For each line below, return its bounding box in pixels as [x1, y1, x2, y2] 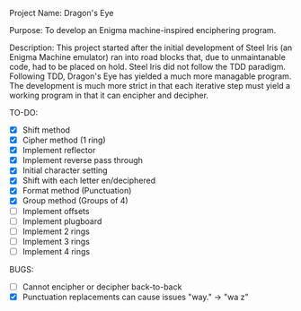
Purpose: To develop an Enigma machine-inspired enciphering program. [9, 25, 277, 35]
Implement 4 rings [22, 246, 91, 256]
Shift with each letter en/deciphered [22, 175, 156, 186]
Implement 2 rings [22, 226, 90, 237]
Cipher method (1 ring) [22, 134, 106, 146]
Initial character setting [22, 165, 108, 176]
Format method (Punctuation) [22, 186, 132, 196]
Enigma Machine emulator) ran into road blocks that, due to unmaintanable [9, 52, 286, 62]
